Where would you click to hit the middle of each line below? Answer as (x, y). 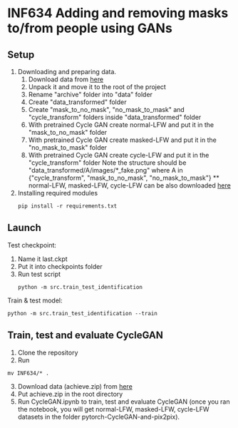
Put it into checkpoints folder (60, 266)
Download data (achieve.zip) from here (75, 386)
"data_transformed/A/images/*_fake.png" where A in (105, 170)
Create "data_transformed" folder (77, 102)
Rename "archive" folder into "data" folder (90, 95)
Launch (24, 228)
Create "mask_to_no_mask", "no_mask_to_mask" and (107, 109)
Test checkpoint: (32, 245)
